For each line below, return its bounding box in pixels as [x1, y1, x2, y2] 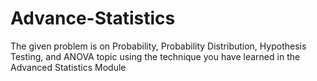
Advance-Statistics [10, 7, 176, 30]
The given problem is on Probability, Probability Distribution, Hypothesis [10, 40, 307, 52]
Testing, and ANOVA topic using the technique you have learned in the [10, 50, 301, 62]
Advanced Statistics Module [10, 61, 127, 73]
